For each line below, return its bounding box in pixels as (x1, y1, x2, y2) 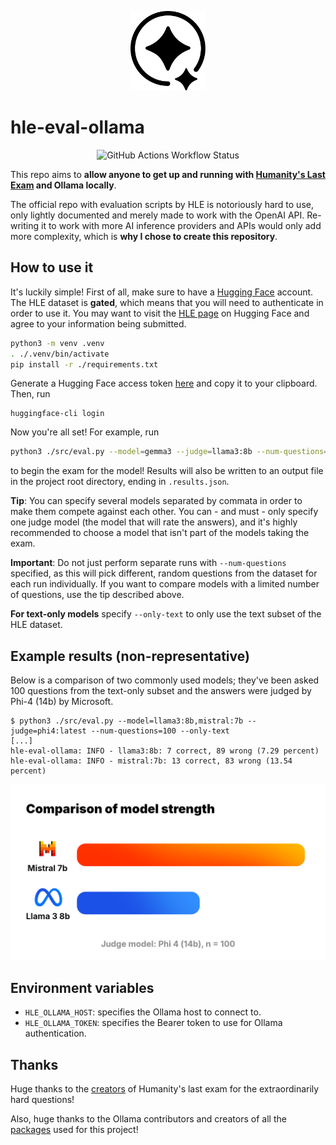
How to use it (10, 259, 94, 276)
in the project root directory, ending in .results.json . (10, 476, 230, 488)
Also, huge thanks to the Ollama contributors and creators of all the (10, 1113, 287, 1125)
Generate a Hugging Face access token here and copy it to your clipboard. (10, 377, 318, 390)
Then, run (10, 388, 51, 400)
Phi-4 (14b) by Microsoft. (10, 696, 114, 708)
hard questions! (10, 1094, 75, 1106)
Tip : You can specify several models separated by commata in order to (10, 495, 303, 507)
